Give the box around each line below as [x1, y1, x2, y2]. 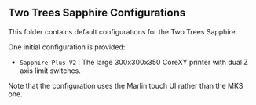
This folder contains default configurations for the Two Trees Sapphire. [8, 27, 238, 36]
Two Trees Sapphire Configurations [8, 6, 186, 20]
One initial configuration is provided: [8, 42, 126, 52]
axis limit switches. [19, 66, 81, 75]
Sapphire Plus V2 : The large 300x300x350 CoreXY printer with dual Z [19, 57, 249, 67]
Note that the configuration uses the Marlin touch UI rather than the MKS [8, 81, 243, 90]
